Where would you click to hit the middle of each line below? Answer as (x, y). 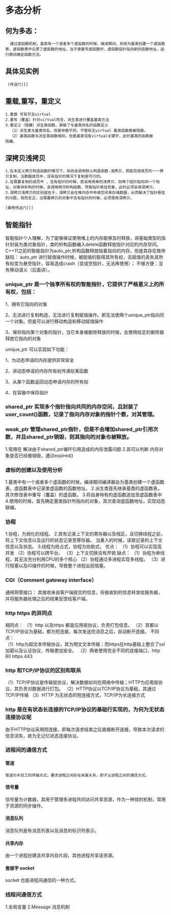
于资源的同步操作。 (25, 806)
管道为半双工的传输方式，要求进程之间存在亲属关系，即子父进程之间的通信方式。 (77, 775)
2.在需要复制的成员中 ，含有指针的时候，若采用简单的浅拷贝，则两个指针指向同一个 (81, 182)
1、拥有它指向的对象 (26, 304)
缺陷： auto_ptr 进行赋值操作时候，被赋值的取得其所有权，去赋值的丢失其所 (84, 257)
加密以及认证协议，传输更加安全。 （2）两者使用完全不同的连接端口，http (83, 650)
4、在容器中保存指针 (27, 392)
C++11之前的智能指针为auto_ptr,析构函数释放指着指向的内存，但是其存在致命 (85, 251)
